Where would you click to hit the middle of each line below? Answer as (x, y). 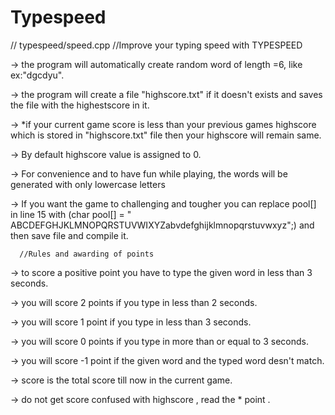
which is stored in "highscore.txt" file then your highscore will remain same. (166, 135)
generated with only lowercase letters (88, 184)
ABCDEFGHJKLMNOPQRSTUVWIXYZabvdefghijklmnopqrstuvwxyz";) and (162, 225)
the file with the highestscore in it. (80, 105)
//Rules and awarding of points (87, 254)
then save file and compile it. (69, 235)
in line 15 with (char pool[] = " (71, 214)
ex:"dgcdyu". (37, 75)
